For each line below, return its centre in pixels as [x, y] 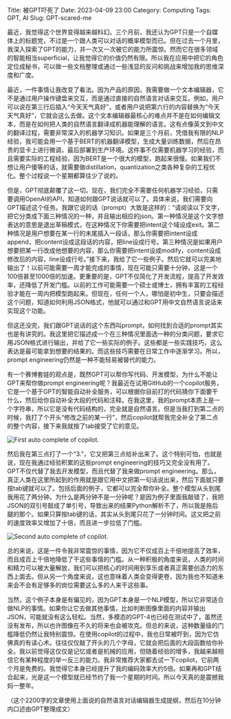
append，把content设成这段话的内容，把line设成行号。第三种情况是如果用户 [115, 242]
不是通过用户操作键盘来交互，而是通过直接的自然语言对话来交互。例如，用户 [115, 98]
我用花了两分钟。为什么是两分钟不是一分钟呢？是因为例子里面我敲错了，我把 [115, 497]
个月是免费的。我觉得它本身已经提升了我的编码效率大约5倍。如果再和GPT [111, 668]
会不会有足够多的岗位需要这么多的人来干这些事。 [82, 585]
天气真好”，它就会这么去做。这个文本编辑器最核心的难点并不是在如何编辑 [111, 115]
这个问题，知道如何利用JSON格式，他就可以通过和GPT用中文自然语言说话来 [115, 302]
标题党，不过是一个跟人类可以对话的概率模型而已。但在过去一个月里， [124, 41]
